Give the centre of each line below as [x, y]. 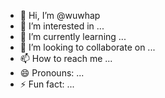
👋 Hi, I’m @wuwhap [60, 15]
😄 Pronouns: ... [52, 73]
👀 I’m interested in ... [62, 26]
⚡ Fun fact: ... [47, 84]
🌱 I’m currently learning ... [73, 36]
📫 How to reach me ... [66, 58]
